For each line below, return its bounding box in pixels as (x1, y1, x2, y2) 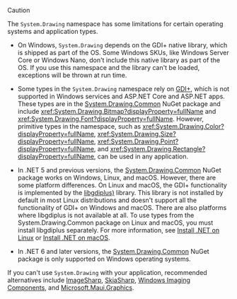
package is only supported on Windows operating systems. (17, 254, 191, 263)
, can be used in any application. (93, 152, 189, 160)
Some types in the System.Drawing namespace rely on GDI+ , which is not (17, 85, 230, 93)
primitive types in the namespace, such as (17, 122, 141, 130)
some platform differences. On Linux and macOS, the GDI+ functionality (17, 181, 228, 189)
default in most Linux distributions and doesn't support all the (17, 196, 197, 204)
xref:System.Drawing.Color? (142, 122, 224, 130)
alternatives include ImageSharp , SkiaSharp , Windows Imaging (7, 276, 191, 284)
